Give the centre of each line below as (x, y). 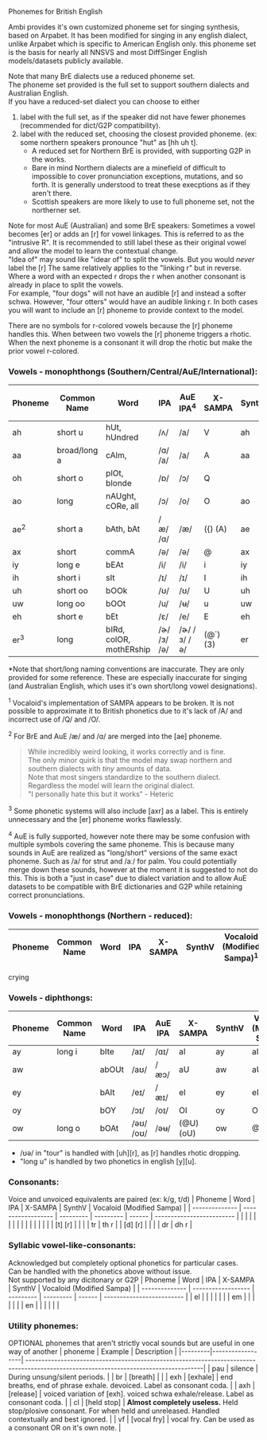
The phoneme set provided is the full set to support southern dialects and (129, 84)
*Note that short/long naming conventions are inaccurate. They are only (126, 669)
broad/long (77, 450)
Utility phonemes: (44, 1325)
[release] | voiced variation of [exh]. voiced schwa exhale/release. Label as (131, 1394)
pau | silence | (235, 1368)
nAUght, (121, 495)
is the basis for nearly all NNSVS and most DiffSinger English (108, 52)
